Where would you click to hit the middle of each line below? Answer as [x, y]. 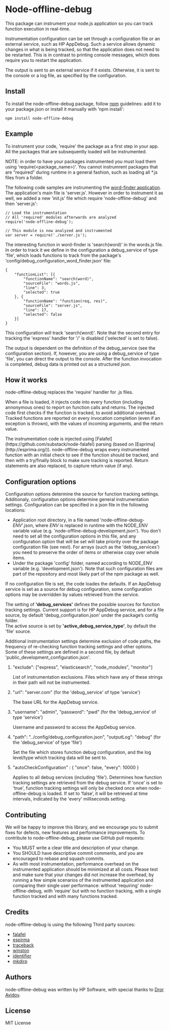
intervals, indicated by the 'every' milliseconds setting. [69, 799]
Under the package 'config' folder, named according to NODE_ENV [82, 563]
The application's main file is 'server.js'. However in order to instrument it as [84, 193]
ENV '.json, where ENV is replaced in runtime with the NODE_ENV [80, 525]
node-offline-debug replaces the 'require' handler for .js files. [69, 392]
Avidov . [13, 995]
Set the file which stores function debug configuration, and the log [82, 752]
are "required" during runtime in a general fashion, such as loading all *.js [81, 172]
